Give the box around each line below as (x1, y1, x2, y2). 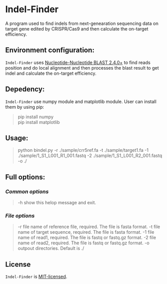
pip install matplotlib (17, 119, 60, 125)
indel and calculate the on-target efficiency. (5, 70, 96, 76)
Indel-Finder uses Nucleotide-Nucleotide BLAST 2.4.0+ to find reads (5, 59, 151, 66)
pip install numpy (17, 113, 54, 120)
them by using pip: (5, 104, 44, 110)
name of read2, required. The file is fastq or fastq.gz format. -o (17, 240, 150, 246)
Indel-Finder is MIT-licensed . (5, 273, 68, 280)
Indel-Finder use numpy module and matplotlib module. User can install (5, 98, 156, 105)
